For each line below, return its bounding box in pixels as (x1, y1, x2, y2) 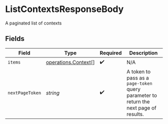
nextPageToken (7, 90, 41, 95)
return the (126, 98, 150, 105)
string (45, 89, 60, 96)
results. (126, 110, 144, 117)
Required (99, 49, 122, 56)
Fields (5, 34, 25, 43)
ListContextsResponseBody (5, 3, 124, 15)
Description (129, 49, 158, 56)
